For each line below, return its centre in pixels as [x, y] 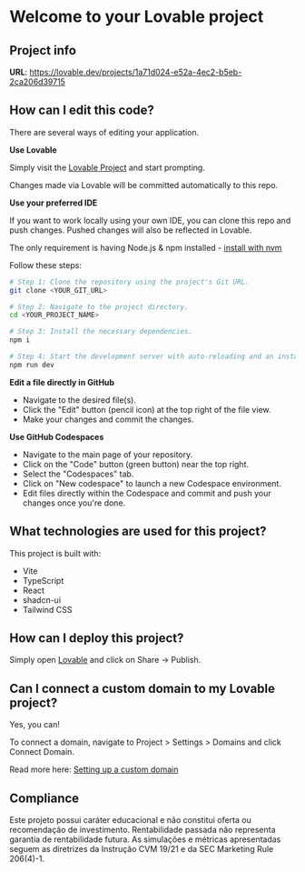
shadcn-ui [42, 600]
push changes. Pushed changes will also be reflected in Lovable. [131, 230]
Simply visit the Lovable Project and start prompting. [108, 167]
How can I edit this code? [82, 110]
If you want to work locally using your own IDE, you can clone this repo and [150, 220]
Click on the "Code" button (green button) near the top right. [136, 464]
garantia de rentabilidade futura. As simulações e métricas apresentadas [145, 839]
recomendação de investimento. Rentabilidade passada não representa [143, 830]
